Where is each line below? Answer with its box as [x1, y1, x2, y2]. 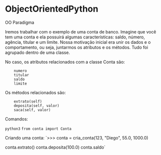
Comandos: [5, 116, 28, 122]
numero [14, 68, 27, 73]
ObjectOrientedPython [5, 3, 98, 15]
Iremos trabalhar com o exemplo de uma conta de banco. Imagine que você [5, 29, 157, 34]
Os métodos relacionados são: [5, 89, 66, 95]
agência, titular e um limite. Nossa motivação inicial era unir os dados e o [5, 39, 151, 45]
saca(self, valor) [14, 107, 51, 112]
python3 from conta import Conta [5, 126, 72, 131]
